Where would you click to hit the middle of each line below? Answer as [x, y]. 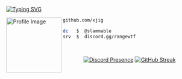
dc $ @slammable [87, 31]
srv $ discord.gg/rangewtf [99, 37]
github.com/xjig [83, 20]
